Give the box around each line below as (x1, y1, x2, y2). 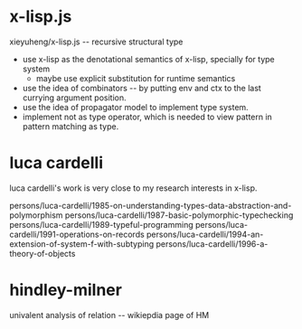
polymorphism (9, 210, 63, 221)
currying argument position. (22, 92, 127, 103)
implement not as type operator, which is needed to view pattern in (22, 111, 273, 122)
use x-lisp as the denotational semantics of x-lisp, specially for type (22, 53, 275, 64)
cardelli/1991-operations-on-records (9, 229, 145, 240)
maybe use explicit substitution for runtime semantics (35, 72, 236, 83)
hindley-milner (9, 280, 122, 300)
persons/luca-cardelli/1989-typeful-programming (9, 219, 193, 230)
